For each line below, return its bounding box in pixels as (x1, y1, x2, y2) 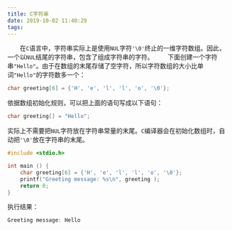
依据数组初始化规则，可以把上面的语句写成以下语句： (7, 99, 163, 107)
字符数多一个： (42, 70, 87, 79)
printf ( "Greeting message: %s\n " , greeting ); (20, 176, 160, 183)
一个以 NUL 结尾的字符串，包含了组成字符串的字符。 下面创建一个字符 (7, 53, 218, 61)
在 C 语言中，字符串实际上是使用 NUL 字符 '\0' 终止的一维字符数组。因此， (20, 44, 226, 53)
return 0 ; (20, 182, 50, 189)
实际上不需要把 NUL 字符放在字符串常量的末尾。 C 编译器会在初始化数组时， (7, 127, 219, 135)
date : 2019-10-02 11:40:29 (7, 17, 87, 24)
